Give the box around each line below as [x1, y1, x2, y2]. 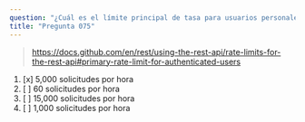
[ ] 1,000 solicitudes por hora [22, 102, 131, 113]
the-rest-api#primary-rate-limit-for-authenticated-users [31, 56, 241, 67]
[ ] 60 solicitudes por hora [22, 83, 121, 94]
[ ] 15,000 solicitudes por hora [22, 92, 135, 104]
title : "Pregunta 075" [9, 22, 95, 31]
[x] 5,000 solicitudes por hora [22, 73, 134, 84]
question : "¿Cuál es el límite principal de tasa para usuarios [9, 13, 258, 23]
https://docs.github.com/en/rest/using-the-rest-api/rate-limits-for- [31, 46, 281, 57]
